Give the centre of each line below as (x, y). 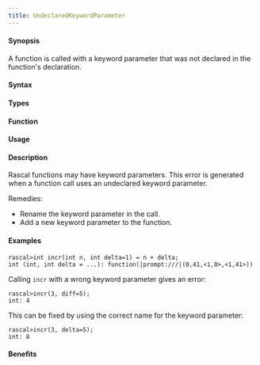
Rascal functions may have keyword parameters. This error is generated (126, 175)
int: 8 (19, 336)
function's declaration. (45, 67)
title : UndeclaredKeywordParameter (67, 15)
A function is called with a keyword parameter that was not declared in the (130, 58)
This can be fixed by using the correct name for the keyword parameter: (126, 315)
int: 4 (19, 300)
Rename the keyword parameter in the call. (90, 214)
